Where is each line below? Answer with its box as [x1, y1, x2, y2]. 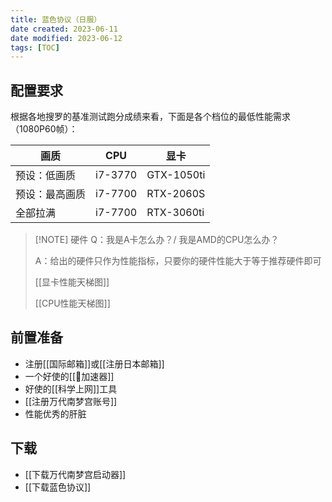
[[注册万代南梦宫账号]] [24, 395, 118, 407]
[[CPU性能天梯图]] [34, 297, 111, 310]
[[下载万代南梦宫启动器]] [24, 468, 127, 480]
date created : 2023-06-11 [10, 24, 118, 34]
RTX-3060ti [146, 206, 205, 220]
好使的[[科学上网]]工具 [24, 382, 118, 395]
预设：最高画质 [15, 187, 87, 201]
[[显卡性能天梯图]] [34, 276, 110, 288]
